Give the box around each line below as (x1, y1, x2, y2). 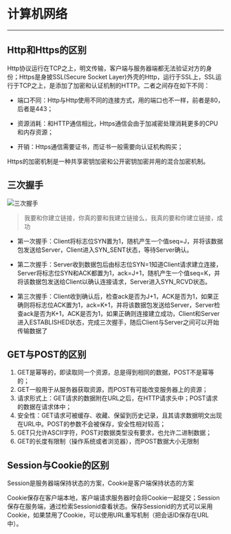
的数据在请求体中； (16, 403, 72, 411)
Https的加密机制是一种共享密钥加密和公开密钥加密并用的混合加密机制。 (7, 157, 210, 166)
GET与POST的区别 (7, 348, 87, 360)
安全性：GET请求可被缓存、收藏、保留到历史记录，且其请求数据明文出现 (16, 411, 222, 419)
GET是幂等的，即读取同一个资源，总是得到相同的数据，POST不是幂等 (16, 368, 214, 377)
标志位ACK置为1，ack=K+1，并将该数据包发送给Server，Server (35, 301, 214, 309)
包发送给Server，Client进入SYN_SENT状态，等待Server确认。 (16, 246, 193, 254)
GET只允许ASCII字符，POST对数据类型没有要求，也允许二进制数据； (16, 428, 212, 437)
